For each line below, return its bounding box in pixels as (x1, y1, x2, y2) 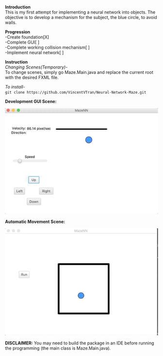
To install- (5, 84, 25, 89)
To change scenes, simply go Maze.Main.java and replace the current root (5, 69, 154, 75)
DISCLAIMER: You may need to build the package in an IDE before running (5, 340, 154, 346)
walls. (5, 19, 17, 25)
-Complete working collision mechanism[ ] (5, 45, 90, 50)
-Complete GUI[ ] (5, 39, 40, 45)
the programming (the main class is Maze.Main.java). (5, 345, 111, 351)
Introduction (5, 4, 31, 10)
